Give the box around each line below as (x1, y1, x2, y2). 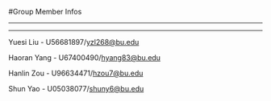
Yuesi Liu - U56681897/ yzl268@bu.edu (8, 38, 140, 46)
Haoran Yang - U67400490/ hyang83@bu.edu (8, 53, 161, 63)
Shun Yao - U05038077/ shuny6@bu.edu (8, 84, 144, 93)
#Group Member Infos (8, 7, 82, 16)
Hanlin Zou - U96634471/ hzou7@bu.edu (8, 68, 144, 78)
